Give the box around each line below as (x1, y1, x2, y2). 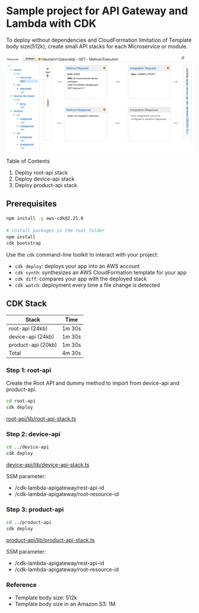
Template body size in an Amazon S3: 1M (14, 601, 116, 608)
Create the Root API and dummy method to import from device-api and (6, 380, 180, 387)
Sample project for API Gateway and (6, 4, 188, 18)
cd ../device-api (6, 444, 49, 450)
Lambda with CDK (6, 17, 97, 30)
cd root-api (6, 398, 36, 405)
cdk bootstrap (6, 241, 42, 247)
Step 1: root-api (6, 366, 52, 374)
